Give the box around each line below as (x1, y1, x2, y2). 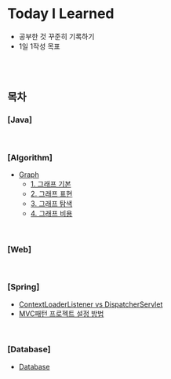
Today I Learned (7, 5, 115, 23)
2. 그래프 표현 (30, 189, 73, 198)
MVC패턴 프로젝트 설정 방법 (18, 308, 104, 318)
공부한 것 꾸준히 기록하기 (18, 31, 95, 41)
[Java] (7, 115, 33, 126)
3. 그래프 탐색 (30, 198, 73, 208)
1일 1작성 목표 (18, 41, 60, 51)
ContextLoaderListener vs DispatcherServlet (18, 300, 163, 309)
